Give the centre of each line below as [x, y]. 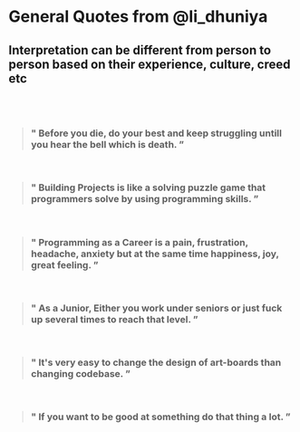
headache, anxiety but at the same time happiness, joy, [155, 254]
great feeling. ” [64, 264]
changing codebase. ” [80, 374]
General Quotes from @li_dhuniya [138, 17]
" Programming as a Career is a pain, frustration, [139, 242]
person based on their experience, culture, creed [150, 64]
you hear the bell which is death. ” [107, 144]
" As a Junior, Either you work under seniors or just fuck [156, 308]
